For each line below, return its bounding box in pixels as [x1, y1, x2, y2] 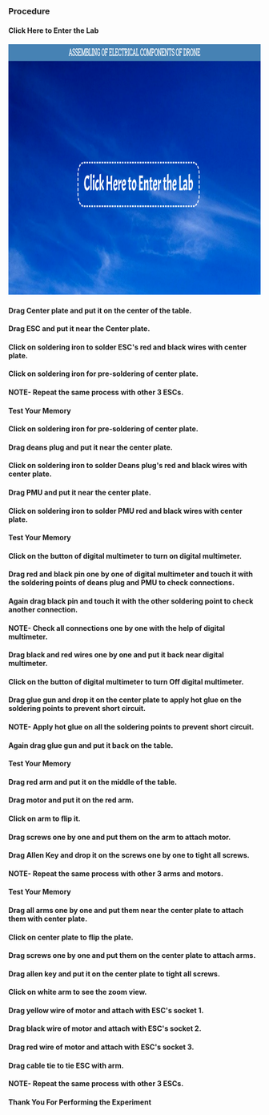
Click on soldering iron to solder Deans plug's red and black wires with [8, 461, 248, 471]
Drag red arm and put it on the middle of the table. [8, 777, 178, 786]
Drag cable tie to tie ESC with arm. [8, 1060, 124, 1070]
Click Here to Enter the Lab [8, 26, 99, 35]
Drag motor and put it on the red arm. [8, 795, 134, 805]
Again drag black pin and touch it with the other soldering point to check [8, 596, 254, 606]
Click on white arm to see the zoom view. [8, 988, 147, 997]
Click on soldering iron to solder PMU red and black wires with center [8, 506, 243, 515]
